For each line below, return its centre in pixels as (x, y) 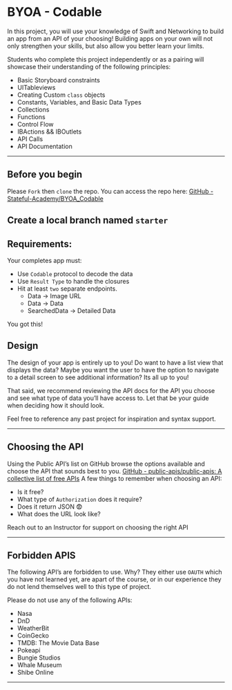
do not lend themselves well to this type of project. (79, 587)
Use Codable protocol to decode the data (75, 273)
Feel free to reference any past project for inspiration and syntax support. (112, 419)
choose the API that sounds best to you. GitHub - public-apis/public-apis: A (115, 471)
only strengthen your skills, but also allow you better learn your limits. (106, 46)
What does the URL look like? (59, 514)
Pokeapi (29, 651)
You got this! (25, 324)
